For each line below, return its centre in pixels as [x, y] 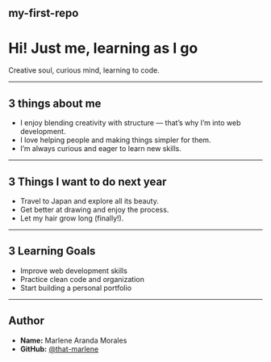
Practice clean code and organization [82, 279]
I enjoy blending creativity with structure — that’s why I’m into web [130, 123]
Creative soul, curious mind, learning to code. [84, 70]
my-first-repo [44, 13]
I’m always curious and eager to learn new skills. [100, 149]
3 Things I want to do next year [88, 181]
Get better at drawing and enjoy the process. [94, 209]
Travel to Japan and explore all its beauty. [89, 200]
